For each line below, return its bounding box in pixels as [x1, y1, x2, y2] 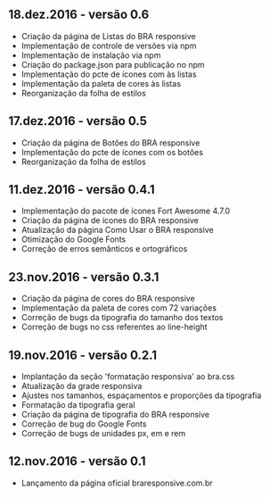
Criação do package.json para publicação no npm [20, 59, 206, 70]
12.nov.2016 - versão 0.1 [8, 454, 146, 469]
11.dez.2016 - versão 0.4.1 [8, 182, 155, 197]
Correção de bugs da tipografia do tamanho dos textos [20, 312, 224, 323]
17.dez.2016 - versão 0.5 [8, 113, 148, 128]
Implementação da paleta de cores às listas [20, 78, 182, 88]
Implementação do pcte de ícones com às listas [20, 69, 197, 79]
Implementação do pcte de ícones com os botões [20, 146, 204, 157]
